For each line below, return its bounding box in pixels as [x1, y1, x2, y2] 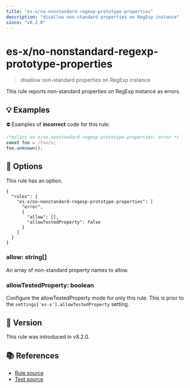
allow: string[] [6, 253, 47, 261]
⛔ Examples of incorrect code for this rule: [6, 121, 110, 128]
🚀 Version [6, 318, 42, 328]
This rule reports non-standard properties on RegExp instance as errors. [6, 88, 181, 95]
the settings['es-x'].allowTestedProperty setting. [6, 301, 130, 308]
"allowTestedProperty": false [27, 219, 101, 225]
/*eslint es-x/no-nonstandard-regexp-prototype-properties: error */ [6, 134, 180, 141]
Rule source [14, 369, 44, 376]
